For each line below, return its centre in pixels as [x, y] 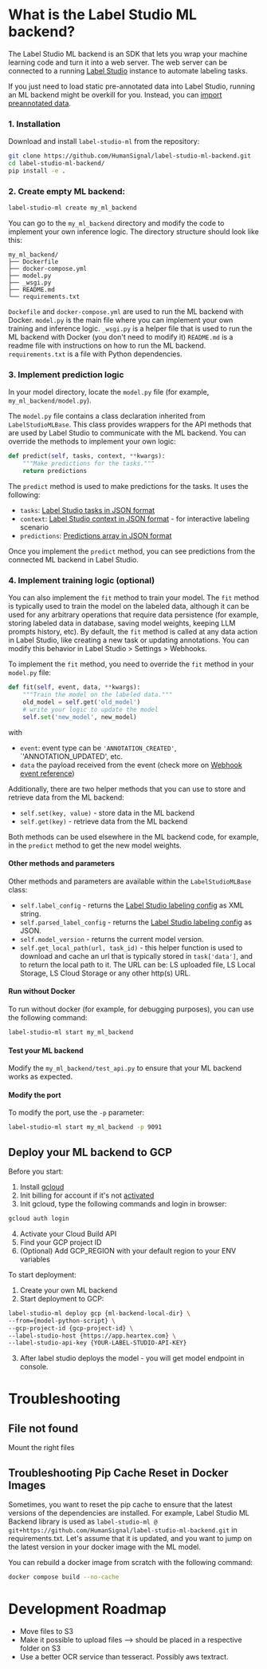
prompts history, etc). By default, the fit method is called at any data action [133, 632]
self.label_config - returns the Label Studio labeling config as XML [132, 905]
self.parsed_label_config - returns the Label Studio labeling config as [136, 922]
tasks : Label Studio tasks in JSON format [87, 510]
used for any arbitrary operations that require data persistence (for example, [133, 615]
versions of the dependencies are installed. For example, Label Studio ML [129, 1513]
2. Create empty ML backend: [67, 191]
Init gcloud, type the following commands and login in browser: [123, 1204]
